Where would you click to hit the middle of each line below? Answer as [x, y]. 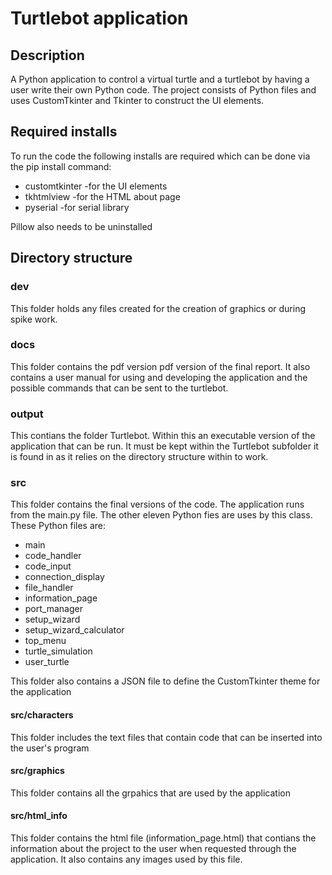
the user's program [50, 748]
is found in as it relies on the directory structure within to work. [139, 457]
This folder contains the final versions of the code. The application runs [157, 504]
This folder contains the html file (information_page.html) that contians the [163, 838]
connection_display [64, 577]
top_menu [45, 641]
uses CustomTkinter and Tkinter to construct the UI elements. [137, 100]
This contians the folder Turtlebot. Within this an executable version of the [163, 436]
